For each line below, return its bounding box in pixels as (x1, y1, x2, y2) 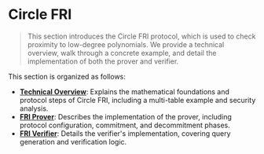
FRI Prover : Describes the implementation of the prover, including (19, 112, 232, 121)
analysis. (19, 104, 49, 113)
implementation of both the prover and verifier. (27, 57, 179, 66)
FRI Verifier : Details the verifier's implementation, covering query (19, 128, 231, 138)
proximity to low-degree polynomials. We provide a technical (27, 39, 225, 49)
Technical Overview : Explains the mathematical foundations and (19, 86, 230, 96)
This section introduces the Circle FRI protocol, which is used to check (27, 31, 256, 41)
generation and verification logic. (19, 137, 127, 146)
